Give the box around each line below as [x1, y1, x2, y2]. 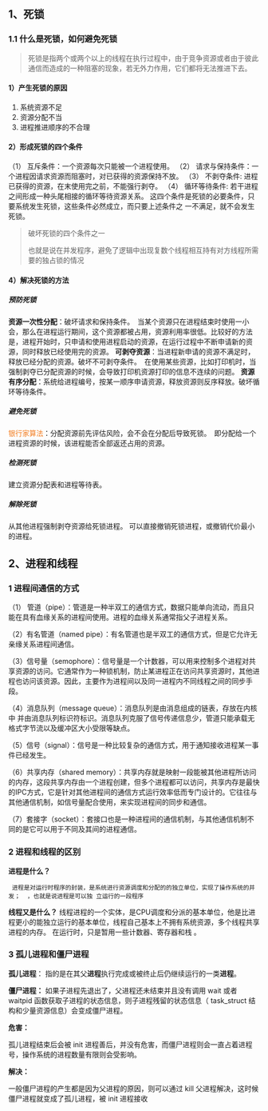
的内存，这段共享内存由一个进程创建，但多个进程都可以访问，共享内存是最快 [8, 777, 260, 787]
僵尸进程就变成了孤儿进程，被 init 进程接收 [8, 1093, 148, 1103]
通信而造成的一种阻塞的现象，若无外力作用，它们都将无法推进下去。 [27, 63, 252, 73]
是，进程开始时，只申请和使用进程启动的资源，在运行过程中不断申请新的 [8, 337, 246, 346]
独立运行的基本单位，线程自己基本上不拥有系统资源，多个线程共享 [42, 917, 260, 926]
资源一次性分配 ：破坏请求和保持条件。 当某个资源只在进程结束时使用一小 [8, 317, 250, 326]
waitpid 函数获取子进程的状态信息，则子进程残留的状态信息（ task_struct [8, 995, 247, 1005]
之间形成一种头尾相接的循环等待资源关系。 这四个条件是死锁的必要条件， [8, 191, 248, 202]
